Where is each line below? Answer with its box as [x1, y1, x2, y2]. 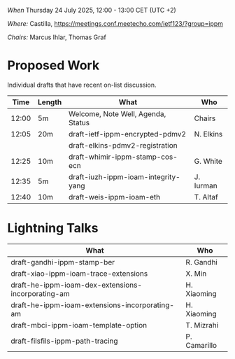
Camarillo [185, 340, 218, 350]
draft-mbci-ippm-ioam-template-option [10, 320, 148, 330]
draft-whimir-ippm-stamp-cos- [69, 152, 178, 162]
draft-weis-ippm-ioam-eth [69, 192, 161, 202]
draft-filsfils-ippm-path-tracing [10, 336, 118, 346]
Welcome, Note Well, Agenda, [69, 108, 166, 118]
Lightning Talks [7, 220, 99, 237]
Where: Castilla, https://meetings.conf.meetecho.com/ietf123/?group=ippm [7, 20, 224, 27]
